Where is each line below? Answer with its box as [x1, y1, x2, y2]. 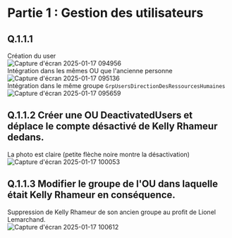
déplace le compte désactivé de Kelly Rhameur [7, 120, 218, 132]
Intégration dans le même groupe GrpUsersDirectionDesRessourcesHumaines [7, 82, 226, 89]
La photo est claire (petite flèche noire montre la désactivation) [7, 150, 190, 158]
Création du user [7, 51, 56, 60]
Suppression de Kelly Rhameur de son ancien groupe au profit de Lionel [7, 208, 216, 216]
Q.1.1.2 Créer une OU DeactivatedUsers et [7, 109, 193, 121]
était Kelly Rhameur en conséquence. [7, 189, 176, 201]
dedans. [7, 132, 44, 144]
